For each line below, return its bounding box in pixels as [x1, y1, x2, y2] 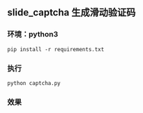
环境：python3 [7, 29, 59, 39]
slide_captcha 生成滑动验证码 [7, 6, 136, 19]
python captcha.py [7, 79, 61, 86]
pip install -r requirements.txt [7, 46, 105, 53]
